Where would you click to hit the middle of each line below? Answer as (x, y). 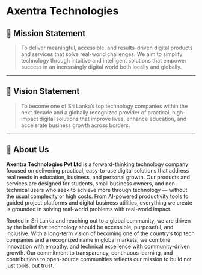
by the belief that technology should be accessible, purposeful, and (90, 227)
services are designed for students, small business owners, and (85, 183)
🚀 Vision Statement (43, 91)
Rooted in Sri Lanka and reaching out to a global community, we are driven (99, 220)
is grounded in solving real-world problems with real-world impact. (89, 209)
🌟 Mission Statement (46, 33)
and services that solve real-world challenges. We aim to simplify (102, 54)
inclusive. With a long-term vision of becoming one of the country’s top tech (100, 233)
